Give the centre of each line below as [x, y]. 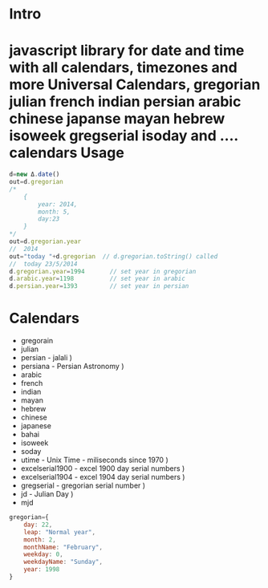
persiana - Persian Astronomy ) [72, 367]
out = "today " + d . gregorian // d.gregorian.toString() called [114, 256]
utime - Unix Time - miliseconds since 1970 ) [94, 460]
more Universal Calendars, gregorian [135, 85]
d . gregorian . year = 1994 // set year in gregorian [103, 271]
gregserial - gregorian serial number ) [83, 485]
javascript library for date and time [127, 51]
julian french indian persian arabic [125, 102]
